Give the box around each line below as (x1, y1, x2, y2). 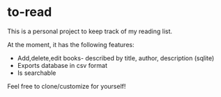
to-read (7, 4, 52, 20)
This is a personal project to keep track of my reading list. (7, 27, 173, 35)
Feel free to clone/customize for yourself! (7, 82, 126, 90)
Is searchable (17, 69, 56, 77)
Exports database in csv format (17, 61, 108, 69)
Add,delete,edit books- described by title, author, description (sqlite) (17, 53, 215, 62)
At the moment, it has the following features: (7, 40, 135, 48)
